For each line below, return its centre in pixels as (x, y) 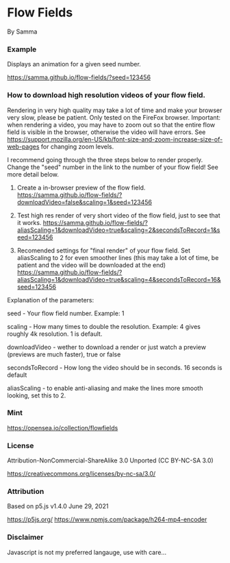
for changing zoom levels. (77, 146)
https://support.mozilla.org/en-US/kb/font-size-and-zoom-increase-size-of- (115, 139)
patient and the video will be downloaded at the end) (91, 265)
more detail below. (33, 174)
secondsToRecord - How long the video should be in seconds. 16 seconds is (115, 367)
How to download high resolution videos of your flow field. (106, 95)
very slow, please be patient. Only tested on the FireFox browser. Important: (114, 117)
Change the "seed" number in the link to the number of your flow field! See (113, 167)
